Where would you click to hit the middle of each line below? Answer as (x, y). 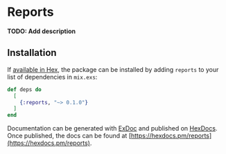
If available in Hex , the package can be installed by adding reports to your (113, 69)
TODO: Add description (42, 31)
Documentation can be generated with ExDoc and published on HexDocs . (112, 128)
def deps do (24, 89)
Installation (32, 53)
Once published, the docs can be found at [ (69, 136)
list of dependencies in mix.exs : (52, 77)
